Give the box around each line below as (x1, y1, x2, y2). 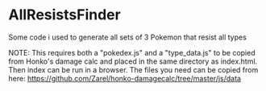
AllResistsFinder (8, 6, 121, 24)
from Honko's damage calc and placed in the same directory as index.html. (8, 56, 258, 66)
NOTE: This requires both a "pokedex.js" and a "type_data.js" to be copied (8, 48, 256, 57)
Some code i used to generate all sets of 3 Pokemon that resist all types (8, 32, 247, 42)
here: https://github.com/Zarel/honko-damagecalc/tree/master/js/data (8, 73, 242, 83)
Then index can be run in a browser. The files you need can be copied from (8, 64, 259, 74)
